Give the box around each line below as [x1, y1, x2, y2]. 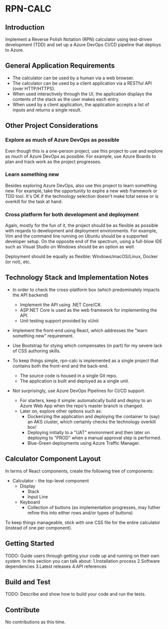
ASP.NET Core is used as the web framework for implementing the [19, 307, 157, 313]
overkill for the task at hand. [5, 198, 63, 204]
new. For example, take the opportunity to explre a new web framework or [5, 188, 157, 194]
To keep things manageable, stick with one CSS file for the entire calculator [5, 519, 160, 525]
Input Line [27, 493, 48, 499]
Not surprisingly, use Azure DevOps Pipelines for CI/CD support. [12, 388, 145, 394]
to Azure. [5, 47, 24, 53]
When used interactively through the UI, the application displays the [12, 91, 152, 97]
